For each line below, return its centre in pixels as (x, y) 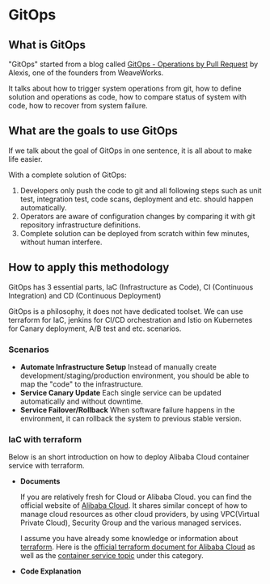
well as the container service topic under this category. (112, 556)
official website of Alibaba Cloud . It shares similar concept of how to (134, 506)
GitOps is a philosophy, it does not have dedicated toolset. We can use (126, 311)
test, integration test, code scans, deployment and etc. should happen (137, 199)
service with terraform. (46, 466)
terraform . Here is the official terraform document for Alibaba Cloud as (137, 547)
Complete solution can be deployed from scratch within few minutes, (135, 233)
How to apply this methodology (89, 267)
